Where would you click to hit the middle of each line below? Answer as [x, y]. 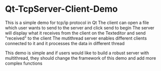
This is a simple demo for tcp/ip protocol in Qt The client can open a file [77, 23]
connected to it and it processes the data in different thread [65, 43]
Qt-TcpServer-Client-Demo [61, 9]
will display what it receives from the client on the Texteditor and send [75, 33]
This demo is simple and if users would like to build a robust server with [77, 53]
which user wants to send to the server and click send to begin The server [80, 27]
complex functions [24, 63]
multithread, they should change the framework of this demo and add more [80, 58]
